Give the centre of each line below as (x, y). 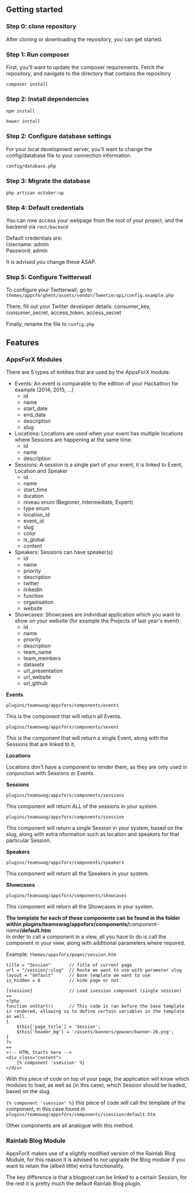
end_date (35, 415)
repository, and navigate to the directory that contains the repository (88, 73)
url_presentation (43, 671)
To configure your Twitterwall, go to (49, 290)
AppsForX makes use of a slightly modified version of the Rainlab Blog (91, 1154)
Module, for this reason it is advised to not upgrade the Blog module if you (96, 1160)
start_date (35, 408)
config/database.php (31, 166)
